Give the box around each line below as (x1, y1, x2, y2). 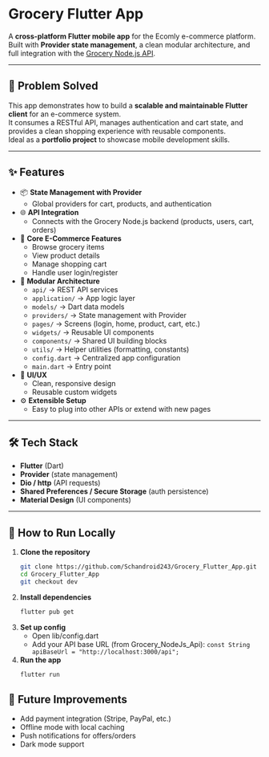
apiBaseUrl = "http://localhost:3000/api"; (31, 648, 180, 656)
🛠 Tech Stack (8, 435, 78, 450)
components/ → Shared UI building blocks (31, 336, 167, 345)
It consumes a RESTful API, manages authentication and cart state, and (8, 117, 243, 127)
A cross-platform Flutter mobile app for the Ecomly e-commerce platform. (8, 31, 256, 41)
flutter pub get (19, 608, 74, 616)
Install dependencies (19, 592, 92, 602)
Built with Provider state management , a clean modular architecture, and (8, 39, 251, 49)
